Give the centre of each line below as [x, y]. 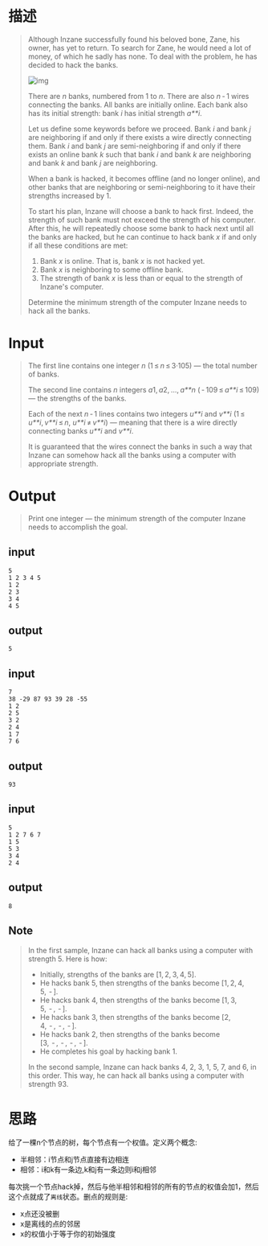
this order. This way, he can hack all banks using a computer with [136, 1075]
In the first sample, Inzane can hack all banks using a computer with [140, 950]
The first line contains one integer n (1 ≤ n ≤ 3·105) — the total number [143, 365]
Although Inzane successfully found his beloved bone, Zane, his [134, 39]
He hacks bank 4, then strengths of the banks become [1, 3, [138, 1000]
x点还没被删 [40, 1214]
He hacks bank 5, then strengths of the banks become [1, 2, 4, [142, 983]
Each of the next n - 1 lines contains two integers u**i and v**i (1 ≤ [136, 413]
